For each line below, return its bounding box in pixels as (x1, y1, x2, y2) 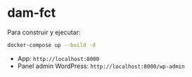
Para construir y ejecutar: (7, 28, 81, 36)
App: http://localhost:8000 (17, 54, 100, 62)
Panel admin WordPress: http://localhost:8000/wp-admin (17, 62, 185, 70)
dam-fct (7, 5, 56, 21)
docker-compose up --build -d (7, 41, 96, 48)
